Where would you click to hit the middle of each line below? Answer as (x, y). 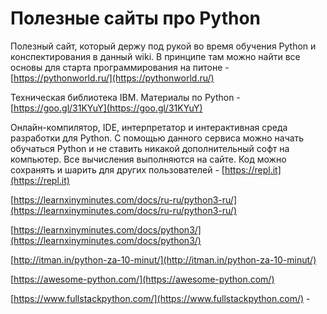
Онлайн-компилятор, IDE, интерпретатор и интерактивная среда (149, 127)
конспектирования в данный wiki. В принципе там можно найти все (155, 56)
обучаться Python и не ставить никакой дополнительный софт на (150, 148)
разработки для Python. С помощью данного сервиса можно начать (157, 138)
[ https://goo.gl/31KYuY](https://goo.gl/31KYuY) (106, 108)
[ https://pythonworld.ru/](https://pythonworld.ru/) (112, 78)
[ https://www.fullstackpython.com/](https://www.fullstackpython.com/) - (160, 298)
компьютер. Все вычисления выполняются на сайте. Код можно (148, 159)
